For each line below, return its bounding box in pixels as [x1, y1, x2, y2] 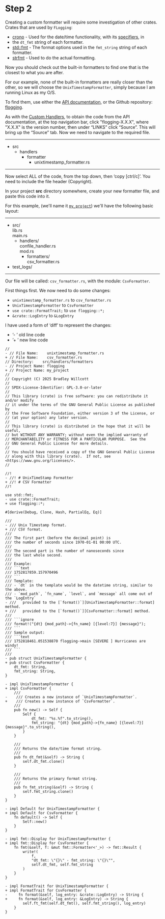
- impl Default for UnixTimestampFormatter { [5, 806, 100, 811]
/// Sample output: [5, 630, 45, 635]
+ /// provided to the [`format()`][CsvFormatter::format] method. [5, 609, 151, 613]
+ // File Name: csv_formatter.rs [5, 355, 82, 360]
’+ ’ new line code [12, 337, 48, 343]
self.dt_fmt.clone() [23, 759, 65, 764]
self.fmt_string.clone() [23, 789, 74, 794]
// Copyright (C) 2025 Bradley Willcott [5, 376, 89, 381]
